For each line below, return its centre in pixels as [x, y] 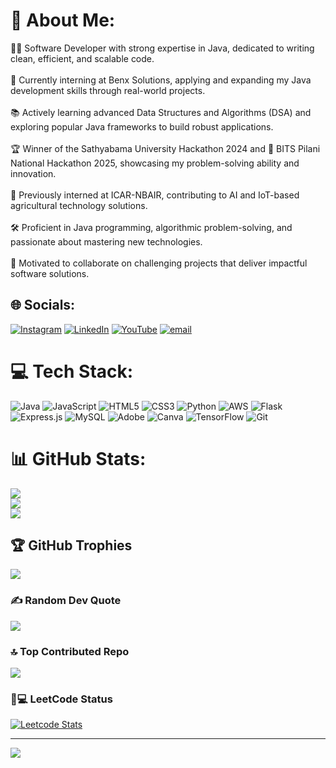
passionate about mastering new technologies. [106, 241]
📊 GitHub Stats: [78, 458]
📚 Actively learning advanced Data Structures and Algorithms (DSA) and [161, 112]
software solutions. [50, 273]
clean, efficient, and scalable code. [82, 58]
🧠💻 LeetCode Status [61, 699]
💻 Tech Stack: [72, 371]
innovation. [33, 173]
